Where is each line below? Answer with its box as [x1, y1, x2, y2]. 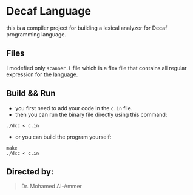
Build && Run [6, 88, 56, 99]
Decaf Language [6, 4, 91, 18]
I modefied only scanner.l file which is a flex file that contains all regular [6, 64, 187, 71]
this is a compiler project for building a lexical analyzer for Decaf [6, 24, 168, 31]
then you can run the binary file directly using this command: [15, 111, 168, 118]
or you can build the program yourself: [15, 133, 112, 140]
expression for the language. [6, 71, 78, 78]
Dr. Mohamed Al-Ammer [21, 183, 83, 190]
